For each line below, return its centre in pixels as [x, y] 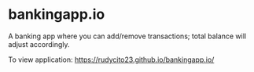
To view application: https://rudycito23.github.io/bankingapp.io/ [111, 59]
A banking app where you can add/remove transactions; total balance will [127, 36]
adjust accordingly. [39, 44]
